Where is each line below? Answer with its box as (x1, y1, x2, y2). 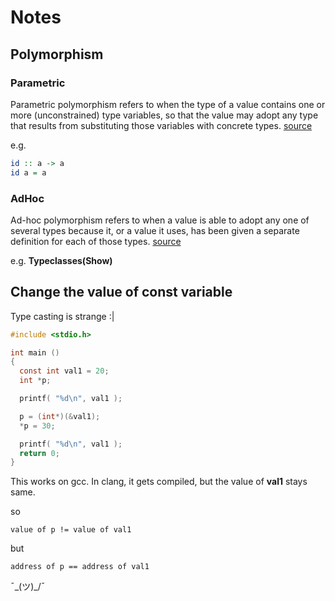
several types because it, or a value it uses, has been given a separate (10, 224, 300, 236)
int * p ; (19, 376, 52, 386)
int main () (10, 347, 60, 358)
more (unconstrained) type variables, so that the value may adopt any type (10, 109, 319, 121)
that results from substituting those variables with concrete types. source (10, 119, 313, 131)
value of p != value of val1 (10, 525, 132, 535)
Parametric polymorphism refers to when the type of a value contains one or (10, 98, 326, 110)
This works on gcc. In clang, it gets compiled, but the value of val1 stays (10, 476, 308, 488)
